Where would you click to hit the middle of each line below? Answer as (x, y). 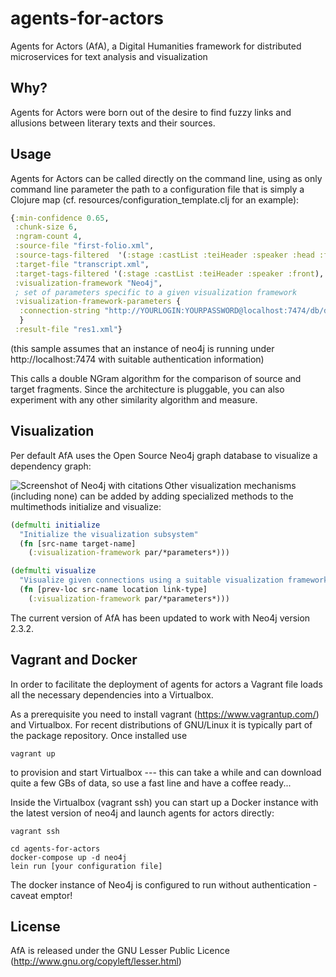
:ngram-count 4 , (48, 237)
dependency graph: (51, 466)
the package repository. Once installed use (99, 735)
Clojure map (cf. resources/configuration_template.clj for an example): (155, 199)
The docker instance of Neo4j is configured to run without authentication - (164, 884)
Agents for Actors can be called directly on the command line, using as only (166, 178)
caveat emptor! (41, 895)
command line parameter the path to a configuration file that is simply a (157, 189)
